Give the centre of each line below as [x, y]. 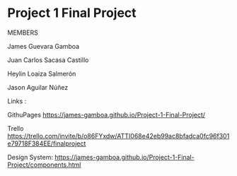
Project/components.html [44, 165]
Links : [17, 101]
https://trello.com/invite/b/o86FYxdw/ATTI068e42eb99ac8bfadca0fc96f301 [118, 136]
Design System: [30, 157]
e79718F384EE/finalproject [47, 143]
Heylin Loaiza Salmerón [42, 74]
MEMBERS [23, 33]
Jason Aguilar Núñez [38, 87]
